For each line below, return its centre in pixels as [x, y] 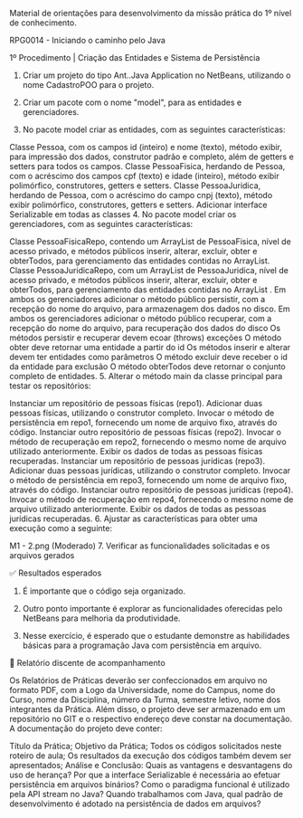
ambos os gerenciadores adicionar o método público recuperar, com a [141, 319]
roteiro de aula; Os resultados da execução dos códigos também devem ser [151, 756]
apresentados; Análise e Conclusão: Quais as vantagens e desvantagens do [151, 765]
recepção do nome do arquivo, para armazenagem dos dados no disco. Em [150, 309]
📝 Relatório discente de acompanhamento [87, 663]
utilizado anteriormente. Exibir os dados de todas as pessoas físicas [136, 451]
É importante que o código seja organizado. [104, 591]
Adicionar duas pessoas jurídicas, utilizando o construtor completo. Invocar [150, 471]
